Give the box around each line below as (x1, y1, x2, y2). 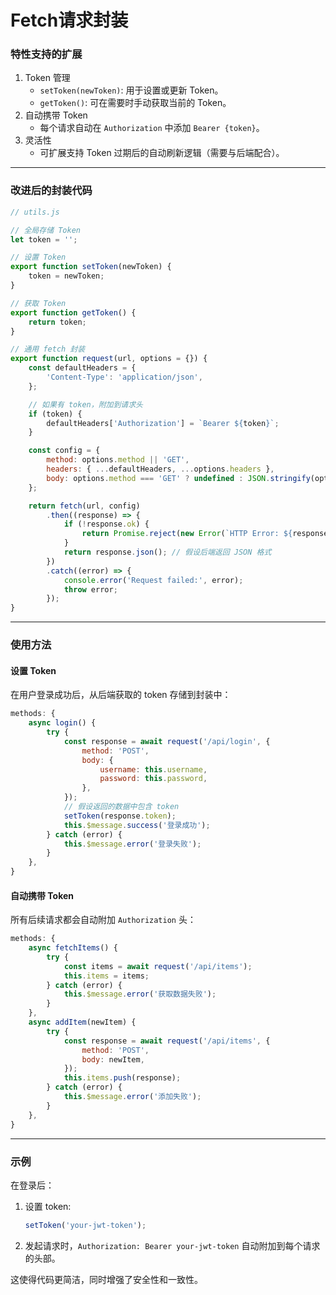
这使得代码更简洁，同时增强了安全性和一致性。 (10, 1273, 203, 1285)
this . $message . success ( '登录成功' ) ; (63, 820, 211, 830)
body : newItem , (81, 1054, 145, 1065)
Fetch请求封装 (10, 9, 129, 32)
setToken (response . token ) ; (63, 811, 177, 821)
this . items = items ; (63, 971, 150, 981)
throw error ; (63, 584, 118, 595)
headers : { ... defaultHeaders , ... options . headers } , (46, 464, 275, 475)
